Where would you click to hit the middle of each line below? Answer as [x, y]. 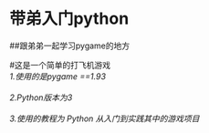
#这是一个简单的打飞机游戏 [60, 65]
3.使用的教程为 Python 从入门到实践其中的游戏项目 [104, 118]
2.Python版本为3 [41, 97]
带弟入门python [69, 19]
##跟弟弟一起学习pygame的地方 [70, 46]
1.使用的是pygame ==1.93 [58, 76]
